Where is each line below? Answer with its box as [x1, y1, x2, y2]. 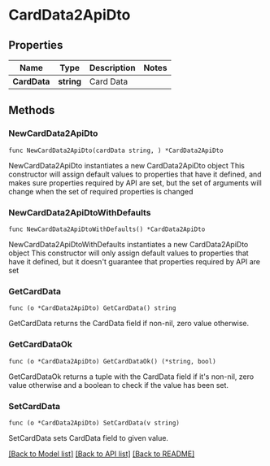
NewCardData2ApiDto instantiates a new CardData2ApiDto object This [8, 160, 246, 170]
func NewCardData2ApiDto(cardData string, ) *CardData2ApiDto [8, 146, 224, 155]
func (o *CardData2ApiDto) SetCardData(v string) [8, 419, 181, 427]
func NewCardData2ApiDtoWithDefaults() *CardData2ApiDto [8, 225, 206, 233]
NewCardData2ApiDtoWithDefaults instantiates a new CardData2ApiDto [8, 239, 249, 249]
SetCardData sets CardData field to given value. [8, 433, 169, 442]
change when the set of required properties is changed [8, 186, 194, 196]
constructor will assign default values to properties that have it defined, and [8, 169, 262, 179]
